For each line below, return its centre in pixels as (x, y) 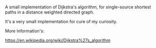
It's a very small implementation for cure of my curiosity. (61, 22)
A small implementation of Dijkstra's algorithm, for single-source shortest (78, 7)
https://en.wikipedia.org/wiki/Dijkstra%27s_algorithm (58, 40)
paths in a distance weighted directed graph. (50, 12)
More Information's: (25, 31)
